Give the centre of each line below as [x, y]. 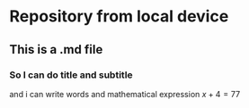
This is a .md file [56, 50]
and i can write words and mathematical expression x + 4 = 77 [125, 94]
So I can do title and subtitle [71, 75]
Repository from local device [119, 17]
